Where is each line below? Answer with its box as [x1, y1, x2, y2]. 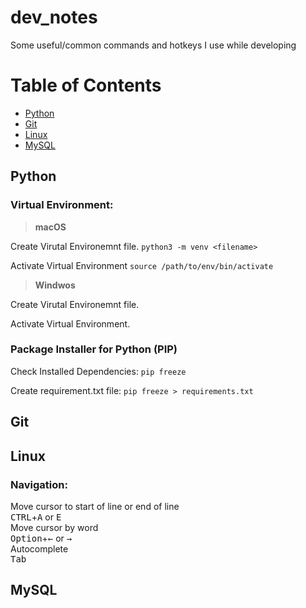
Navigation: [10, 477, 68, 491]
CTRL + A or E [10, 511, 62, 523]
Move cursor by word [10, 521, 99, 533]
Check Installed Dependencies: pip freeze [10, 365, 187, 377]
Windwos [34, 279, 76, 291]
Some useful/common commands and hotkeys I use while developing [10, 39, 297, 51]
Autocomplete [10, 542, 69, 555]
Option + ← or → [10, 532, 73, 544]
